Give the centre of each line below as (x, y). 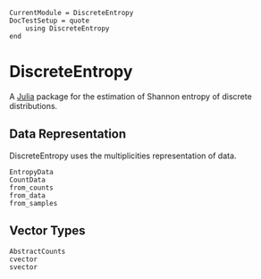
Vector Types (48, 231)
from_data (28, 195)
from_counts (31, 188)
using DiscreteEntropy (67, 29)
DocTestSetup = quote (50, 21)
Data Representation (68, 134)
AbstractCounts (38, 251)
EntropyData (31, 172)
